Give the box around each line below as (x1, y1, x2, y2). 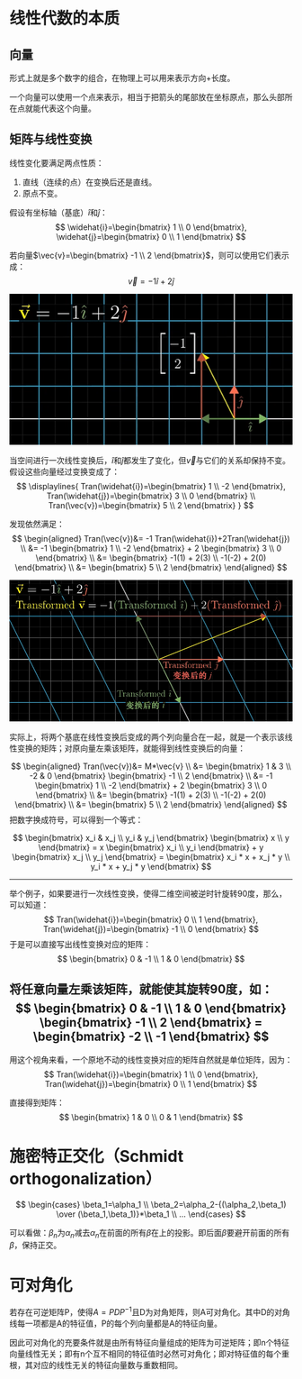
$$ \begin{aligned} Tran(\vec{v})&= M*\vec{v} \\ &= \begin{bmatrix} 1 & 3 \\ (10, 761, 292, 772)
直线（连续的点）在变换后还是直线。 (22, 177, 157, 187)
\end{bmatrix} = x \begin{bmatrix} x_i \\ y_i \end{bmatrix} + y (38, 842, 264, 853)
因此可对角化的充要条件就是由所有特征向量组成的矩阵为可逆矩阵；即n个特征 (9, 1338, 290, 1348)
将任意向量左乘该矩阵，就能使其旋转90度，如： (9, 982, 273, 997)
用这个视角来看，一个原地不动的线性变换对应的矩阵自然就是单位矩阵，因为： (9, 1054, 293, 1064)
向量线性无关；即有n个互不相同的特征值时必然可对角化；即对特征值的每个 (9, 1348, 282, 1359)
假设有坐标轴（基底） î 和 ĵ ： (9, 206, 108, 217)
